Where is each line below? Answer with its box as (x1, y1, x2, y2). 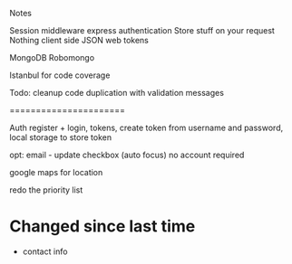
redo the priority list (9, 184, 83, 195)
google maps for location (9, 167, 103, 177)
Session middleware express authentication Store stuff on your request (9, 25, 275, 35)
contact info (22, 246, 68, 257)
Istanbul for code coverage (9, 70, 111, 80)
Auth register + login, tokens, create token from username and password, (9, 122, 284, 133)
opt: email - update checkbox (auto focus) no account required (9, 149, 245, 160)
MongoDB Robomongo (9, 52, 95, 62)
